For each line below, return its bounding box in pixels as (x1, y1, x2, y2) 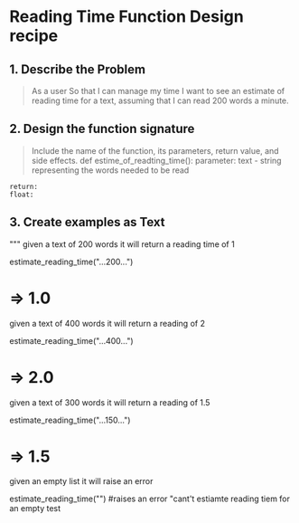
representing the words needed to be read (31, 165, 190, 176)
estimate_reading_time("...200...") (9, 256, 134, 267)
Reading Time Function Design (9, 6, 244, 27)
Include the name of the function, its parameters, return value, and (31, 145, 279, 156)
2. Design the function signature (9, 121, 195, 137)
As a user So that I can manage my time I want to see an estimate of (31, 86, 285, 96)
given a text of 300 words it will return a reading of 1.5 (9, 396, 210, 408)
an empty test (9, 503, 61, 514)
